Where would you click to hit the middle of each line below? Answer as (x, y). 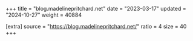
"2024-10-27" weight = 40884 (44, 15)
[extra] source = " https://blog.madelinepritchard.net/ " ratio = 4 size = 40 (96, 26)
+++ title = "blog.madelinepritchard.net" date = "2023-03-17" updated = (96, 9)
